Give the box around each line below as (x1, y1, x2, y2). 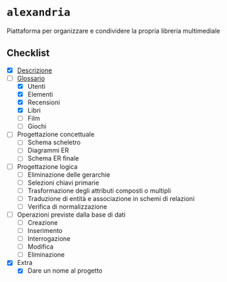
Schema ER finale (27, 154, 79, 163)
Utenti (27, 82, 45, 90)
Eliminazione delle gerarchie (27, 170, 111, 179)
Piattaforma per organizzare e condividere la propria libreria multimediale (6, 26, 221, 35)
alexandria (6, 6, 71, 19)
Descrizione (16, 66, 52, 75)
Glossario (16, 74, 45, 82)
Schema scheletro (27, 138, 81, 147)
